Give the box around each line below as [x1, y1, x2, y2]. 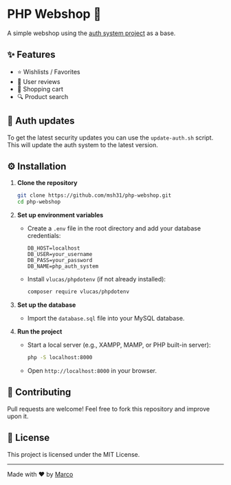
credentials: [27, 232, 61, 240]
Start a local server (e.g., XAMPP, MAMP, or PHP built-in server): [27, 341, 211, 349]
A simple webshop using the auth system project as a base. [7, 29, 176, 37]
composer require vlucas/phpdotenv [27, 288, 129, 295]
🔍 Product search [16, 92, 69, 100]
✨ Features [7, 49, 56, 61]
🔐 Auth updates [7, 115, 75, 127]
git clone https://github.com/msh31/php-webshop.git [16, 192, 172, 199]
